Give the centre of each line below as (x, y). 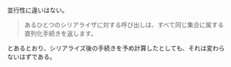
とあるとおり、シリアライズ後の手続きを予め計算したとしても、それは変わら (116, 48)
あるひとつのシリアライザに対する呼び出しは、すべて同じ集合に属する (124, 25)
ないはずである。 (32, 57)
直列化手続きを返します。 (60, 33)
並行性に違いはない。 (37, 10)
